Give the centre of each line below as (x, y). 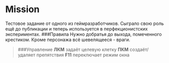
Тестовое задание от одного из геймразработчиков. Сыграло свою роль (84, 23)
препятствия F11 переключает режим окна (83, 55)
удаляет (26, 55)
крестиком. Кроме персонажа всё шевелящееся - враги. (68, 40)
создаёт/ (139, 49)
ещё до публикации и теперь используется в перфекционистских (77, 28)
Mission (22, 9)
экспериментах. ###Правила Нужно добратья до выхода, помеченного (83, 34)
